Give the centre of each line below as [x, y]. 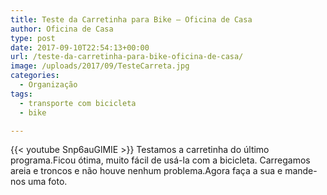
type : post [33, 38]
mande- [301, 171]
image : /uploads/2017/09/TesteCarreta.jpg [100, 66]
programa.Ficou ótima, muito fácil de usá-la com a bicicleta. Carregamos [160, 160]
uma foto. [47, 182]
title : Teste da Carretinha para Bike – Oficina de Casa [131, 19]
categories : [35, 76]
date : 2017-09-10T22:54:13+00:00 [80, 47]
